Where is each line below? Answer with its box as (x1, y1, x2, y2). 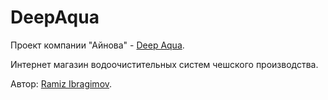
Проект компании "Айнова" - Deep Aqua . (10, 39, 185, 51)
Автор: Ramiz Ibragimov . (10, 77, 113, 90)
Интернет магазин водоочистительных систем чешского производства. (10, 58, 319, 70)
